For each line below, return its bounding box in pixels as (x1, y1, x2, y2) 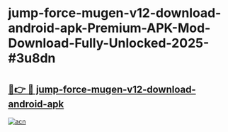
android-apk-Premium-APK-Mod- (8, 20, 211, 36)
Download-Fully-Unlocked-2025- (8, 35, 210, 51)
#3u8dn (8, 50, 56, 67)
